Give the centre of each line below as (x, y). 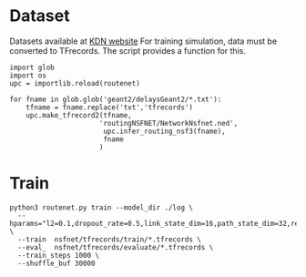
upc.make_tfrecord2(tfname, (79, 115)
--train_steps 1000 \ (59, 255)
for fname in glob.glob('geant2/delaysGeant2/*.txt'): (116, 99)
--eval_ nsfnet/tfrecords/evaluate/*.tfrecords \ (116, 247)
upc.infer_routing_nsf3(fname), (164, 131)
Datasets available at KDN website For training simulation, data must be (143, 41)
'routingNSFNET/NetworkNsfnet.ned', (168, 123)
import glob (32, 67)
